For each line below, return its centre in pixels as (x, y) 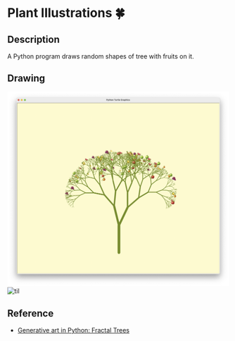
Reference (31, 313)
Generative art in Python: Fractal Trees (74, 330)
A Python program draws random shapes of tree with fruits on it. (101, 56)
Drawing (26, 79)
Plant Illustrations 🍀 (66, 13)
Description (33, 39)
